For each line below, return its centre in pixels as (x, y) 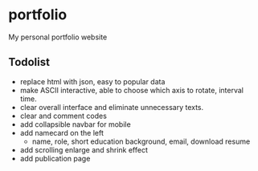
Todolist (29, 62)
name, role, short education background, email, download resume (141, 141)
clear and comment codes (63, 116)
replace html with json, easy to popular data (92, 81)
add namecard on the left (62, 132)
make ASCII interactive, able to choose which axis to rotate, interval (131, 90)
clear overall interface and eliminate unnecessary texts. (112, 107)
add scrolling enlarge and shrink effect (84, 149)
